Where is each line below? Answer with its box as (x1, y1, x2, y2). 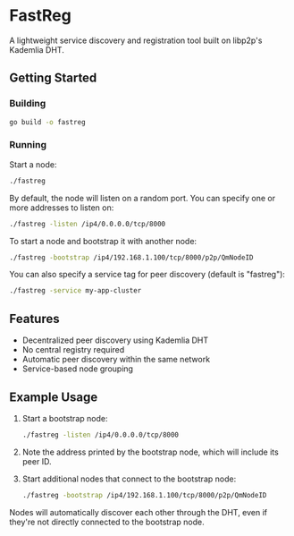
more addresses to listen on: (9, 202, 114, 213)
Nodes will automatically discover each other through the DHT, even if (9, 506, 268, 517)
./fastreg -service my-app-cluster (9, 286, 142, 295)
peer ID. (21, 455, 52, 466)
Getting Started (9, 71, 97, 86)
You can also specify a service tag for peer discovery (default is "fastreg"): (9, 269, 286, 280)
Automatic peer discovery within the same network (21, 354, 211, 365)
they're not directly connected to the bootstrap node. (9, 516, 205, 527)
